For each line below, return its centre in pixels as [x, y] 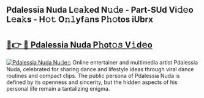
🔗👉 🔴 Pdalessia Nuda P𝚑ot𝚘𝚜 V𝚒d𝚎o [80, 45]
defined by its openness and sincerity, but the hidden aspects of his [92, 82]
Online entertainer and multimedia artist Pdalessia [135, 62]
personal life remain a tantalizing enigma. [58, 89]
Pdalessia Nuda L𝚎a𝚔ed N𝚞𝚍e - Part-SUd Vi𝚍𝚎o [100, 10]
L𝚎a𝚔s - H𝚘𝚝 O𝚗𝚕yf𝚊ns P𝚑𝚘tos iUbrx [80, 20]
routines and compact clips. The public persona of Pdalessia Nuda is [93, 76]
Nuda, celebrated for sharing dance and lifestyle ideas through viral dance [100, 69]
